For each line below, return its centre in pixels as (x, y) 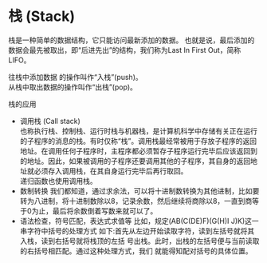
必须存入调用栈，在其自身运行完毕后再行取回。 (111, 171)
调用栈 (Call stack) (50, 121)
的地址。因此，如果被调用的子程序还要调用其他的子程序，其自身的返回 (135, 161)
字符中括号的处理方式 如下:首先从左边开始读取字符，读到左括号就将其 (141, 231)
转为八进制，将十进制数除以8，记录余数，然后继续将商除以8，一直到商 (136, 201)
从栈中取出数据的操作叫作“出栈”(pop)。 (73, 87)
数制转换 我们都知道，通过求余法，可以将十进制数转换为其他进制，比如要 (139, 191)
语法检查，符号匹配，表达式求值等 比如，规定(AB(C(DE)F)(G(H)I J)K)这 (136, 221)
